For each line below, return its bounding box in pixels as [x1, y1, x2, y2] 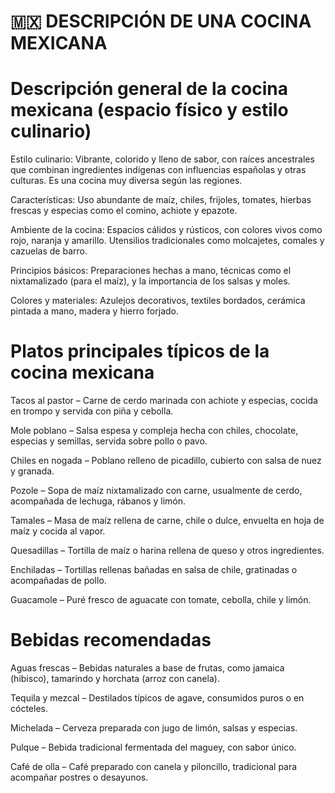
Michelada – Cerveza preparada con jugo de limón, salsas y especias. [10, 722, 298, 734]
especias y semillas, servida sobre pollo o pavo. [10, 435, 208, 447]
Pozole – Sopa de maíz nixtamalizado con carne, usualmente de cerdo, [10, 485, 303, 497]
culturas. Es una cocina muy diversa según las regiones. [10, 175, 243, 187]
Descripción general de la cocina [10, 78, 288, 100]
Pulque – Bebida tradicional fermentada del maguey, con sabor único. [10, 741, 297, 753]
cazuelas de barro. [10, 245, 88, 257]
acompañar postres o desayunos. [10, 771, 149, 783]
